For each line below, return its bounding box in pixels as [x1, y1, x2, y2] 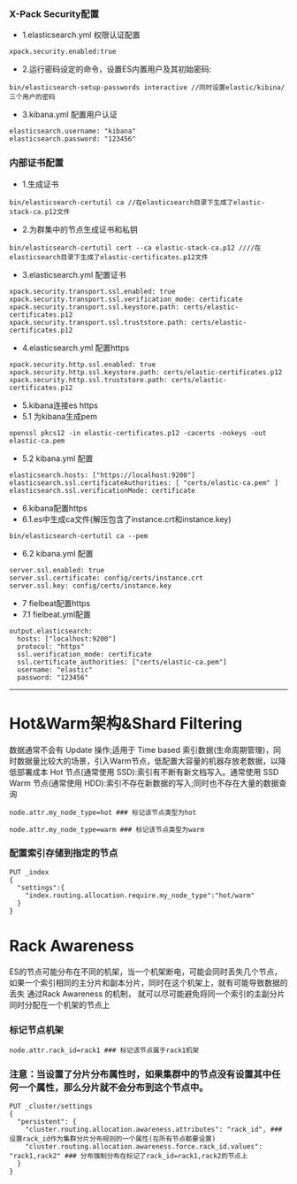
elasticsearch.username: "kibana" [9, 127, 137, 136]
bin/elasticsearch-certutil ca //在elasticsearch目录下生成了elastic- [9, 197, 265, 207]
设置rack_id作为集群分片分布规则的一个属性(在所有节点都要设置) [9, 1134, 217, 1143]
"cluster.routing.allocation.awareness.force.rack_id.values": [25, 1142, 263, 1151]
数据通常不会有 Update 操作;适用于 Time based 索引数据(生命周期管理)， [9, 744, 274, 755]
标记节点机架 [9, 1024, 65, 1036]
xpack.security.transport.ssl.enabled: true [9, 287, 176, 296]
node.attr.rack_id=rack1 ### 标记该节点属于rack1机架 [9, 1046, 200, 1055]
